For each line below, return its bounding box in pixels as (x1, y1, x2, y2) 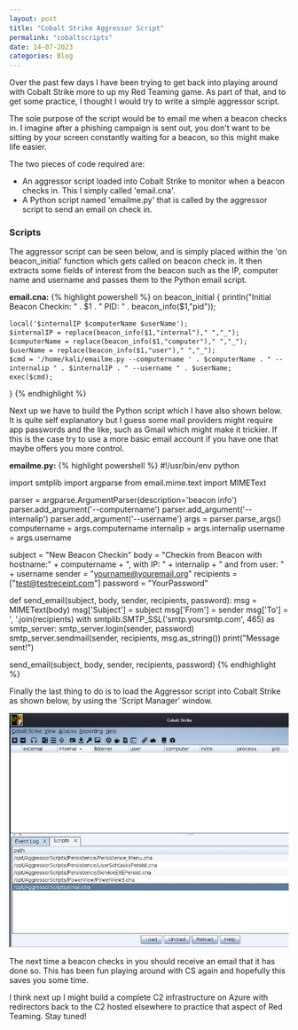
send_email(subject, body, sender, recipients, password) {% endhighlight (9, 659, 277, 670)
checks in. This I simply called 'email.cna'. (21, 185, 176, 196)
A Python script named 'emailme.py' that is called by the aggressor (21, 195, 268, 206)
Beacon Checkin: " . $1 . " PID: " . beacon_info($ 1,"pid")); (9, 302, 216, 312)
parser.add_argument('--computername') (9, 504, 161, 515)
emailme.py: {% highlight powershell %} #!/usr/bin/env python (9, 460, 239, 471)
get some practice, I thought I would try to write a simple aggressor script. (9, 96, 280, 106)
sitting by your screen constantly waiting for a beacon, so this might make (9, 132, 279, 143)
